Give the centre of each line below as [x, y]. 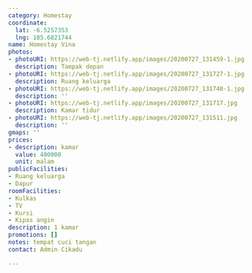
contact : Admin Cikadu [45, 249]
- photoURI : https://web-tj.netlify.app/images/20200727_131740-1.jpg [126, 89]
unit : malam [35, 162]
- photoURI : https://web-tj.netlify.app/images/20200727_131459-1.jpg [126, 60]
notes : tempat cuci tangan [52, 242]
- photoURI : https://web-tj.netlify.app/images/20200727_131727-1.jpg [126, 74]
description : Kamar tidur [58, 111]
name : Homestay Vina [42, 45]
